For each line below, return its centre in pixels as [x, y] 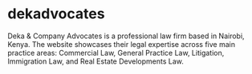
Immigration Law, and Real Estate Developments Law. [96, 61]
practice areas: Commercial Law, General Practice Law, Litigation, [116, 53]
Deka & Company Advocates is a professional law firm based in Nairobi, [126, 36]
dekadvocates [56, 14]
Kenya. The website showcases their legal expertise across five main [122, 44]
